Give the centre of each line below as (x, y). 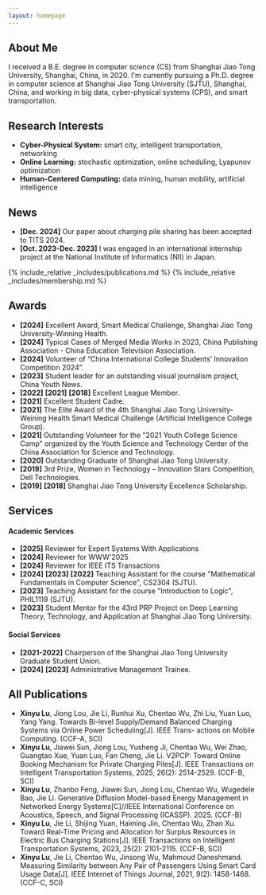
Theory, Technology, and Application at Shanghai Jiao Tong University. (136, 616)
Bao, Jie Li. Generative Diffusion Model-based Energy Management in (134, 798)
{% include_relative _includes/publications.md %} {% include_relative (122, 272)
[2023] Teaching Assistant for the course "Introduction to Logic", (126, 591)
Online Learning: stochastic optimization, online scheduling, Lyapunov (135, 162)
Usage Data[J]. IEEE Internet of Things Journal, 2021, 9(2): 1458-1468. (135, 874)
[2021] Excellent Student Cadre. (72, 401)
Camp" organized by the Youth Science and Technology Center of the (134, 444)
